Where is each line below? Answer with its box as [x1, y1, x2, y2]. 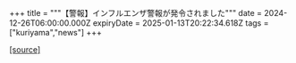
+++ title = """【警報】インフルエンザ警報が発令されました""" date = [9, 8, 262, 18]
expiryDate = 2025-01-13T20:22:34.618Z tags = [92, 18, 269, 28]
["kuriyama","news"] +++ [9, 28, 103, 37]
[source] [9, 44, 41, 55]
